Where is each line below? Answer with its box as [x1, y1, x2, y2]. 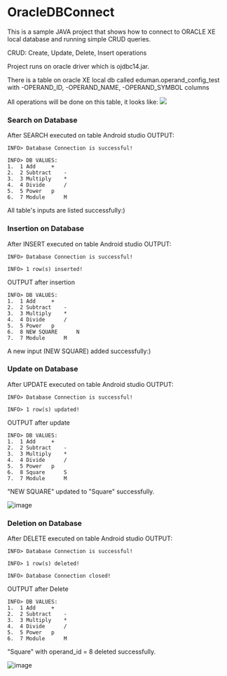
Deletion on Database [7, 518, 83, 528]
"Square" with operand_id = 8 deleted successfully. [7, 647, 156, 656]
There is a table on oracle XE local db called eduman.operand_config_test [7, 75, 220, 84]
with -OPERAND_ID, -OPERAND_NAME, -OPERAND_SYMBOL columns [7, 83, 209, 91]
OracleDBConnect [7, 4, 115, 20]
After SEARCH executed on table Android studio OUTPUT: [7, 131, 175, 140]
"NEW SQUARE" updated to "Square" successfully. [7, 487, 155, 496]
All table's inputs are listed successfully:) [7, 206, 125, 215]
